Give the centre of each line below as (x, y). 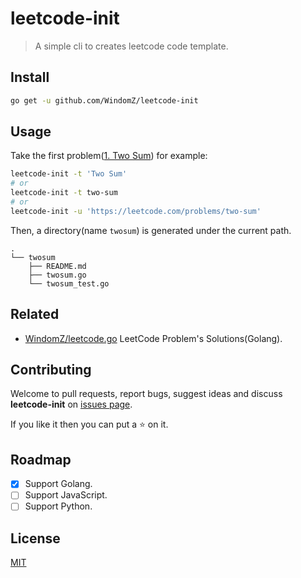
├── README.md (57, 266)
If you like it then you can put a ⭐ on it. (89, 424)
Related (35, 314)
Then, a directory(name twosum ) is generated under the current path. (151, 230)
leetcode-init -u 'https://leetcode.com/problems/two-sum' (136, 211)
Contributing (51, 370)
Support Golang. (58, 484)
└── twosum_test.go (69, 283)
